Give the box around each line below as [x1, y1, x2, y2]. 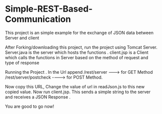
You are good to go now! [5, 103, 54, 109]
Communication [5, 14, 71, 25]
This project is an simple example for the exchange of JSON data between [5, 30, 154, 35]
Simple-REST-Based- [5, 3, 93, 15]
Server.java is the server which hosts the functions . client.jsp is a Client [5, 49, 149, 55]
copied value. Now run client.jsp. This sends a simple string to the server [5, 89, 151, 95]
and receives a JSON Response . [5, 94, 71, 100]
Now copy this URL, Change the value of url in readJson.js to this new [5, 83, 145, 89]
